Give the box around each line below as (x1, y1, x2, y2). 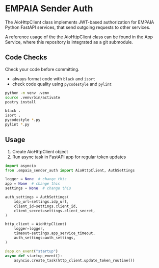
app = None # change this (5, 181, 60, 186)
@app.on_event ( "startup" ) (5, 248, 58, 254)
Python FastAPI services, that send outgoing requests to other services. (5, 24, 151, 30)
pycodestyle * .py (5, 118, 41, 122)
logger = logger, (14, 226, 45, 231)
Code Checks (5, 53, 48, 62)
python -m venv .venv (5, 90, 50, 96)
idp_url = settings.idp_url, (14, 199, 69, 204)
